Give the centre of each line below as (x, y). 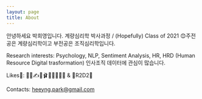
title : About (23, 18)
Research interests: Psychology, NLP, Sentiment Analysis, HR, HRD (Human (101, 55)
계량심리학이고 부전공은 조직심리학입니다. (66, 43)
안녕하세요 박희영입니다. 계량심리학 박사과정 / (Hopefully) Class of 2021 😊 (96, 36)
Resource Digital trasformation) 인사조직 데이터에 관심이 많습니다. (86, 63)
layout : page (23, 12)
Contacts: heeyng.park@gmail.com (50, 89)
